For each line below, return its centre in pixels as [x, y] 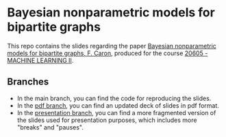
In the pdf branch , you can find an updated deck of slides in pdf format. [118, 105]
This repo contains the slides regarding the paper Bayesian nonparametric [112, 46]
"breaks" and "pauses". [50, 127]
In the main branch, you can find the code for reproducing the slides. [114, 98]
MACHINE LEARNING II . [40, 60]
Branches [28, 82]
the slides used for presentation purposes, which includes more [107, 120]
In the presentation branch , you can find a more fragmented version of [116, 112]
